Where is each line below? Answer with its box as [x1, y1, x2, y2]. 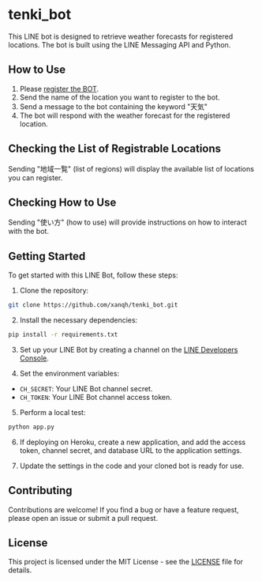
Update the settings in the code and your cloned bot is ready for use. [19, 461, 245, 470]
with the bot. [8, 227, 50, 236]
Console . [19, 353, 50, 363]
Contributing [8, 484, 73, 497]
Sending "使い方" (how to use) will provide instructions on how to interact [8, 217, 247, 227]
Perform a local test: [19, 407, 86, 417]
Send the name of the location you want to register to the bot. [19, 92, 220, 102]
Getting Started [8, 249, 86, 262]
